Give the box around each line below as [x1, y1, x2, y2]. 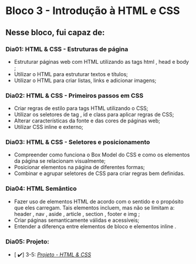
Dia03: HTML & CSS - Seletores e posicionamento [5, 138, 150, 146]
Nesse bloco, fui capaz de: [5, 28, 105, 37]
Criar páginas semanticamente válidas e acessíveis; [13, 217, 140, 224]
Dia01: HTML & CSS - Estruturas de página [5, 45, 129, 53]
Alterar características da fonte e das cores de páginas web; [13, 117, 161, 124]
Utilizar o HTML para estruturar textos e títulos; [13, 70, 129, 77]
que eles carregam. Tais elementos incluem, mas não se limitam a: [13, 204, 175, 211]
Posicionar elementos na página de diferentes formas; [13, 164, 145, 171]
